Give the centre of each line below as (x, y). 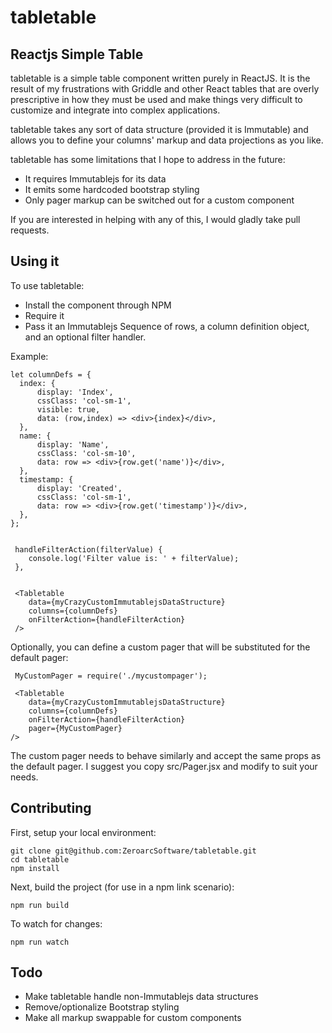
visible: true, (68, 409)
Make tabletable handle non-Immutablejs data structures (141, 997)
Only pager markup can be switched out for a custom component (159, 200)
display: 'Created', (79, 488)
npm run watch (40, 942)
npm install (35, 868)
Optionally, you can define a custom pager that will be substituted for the (160, 647)
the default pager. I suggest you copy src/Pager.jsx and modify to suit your (164, 766)
